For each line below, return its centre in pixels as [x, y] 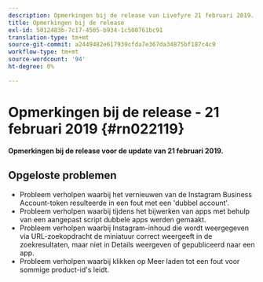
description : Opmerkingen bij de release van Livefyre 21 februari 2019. [131, 15]
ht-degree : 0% [31, 67]
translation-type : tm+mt [49, 37]
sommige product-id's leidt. [64, 269]
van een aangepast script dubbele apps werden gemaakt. [113, 219]
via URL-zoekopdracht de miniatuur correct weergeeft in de [116, 236]
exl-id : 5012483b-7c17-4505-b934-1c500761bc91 [86, 30]
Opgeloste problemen [62, 176]
